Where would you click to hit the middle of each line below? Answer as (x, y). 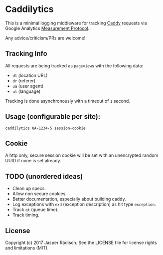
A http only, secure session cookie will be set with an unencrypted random (82, 155)
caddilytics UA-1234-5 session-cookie (45, 128)
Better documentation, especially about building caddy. (69, 199)
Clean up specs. (29, 189)
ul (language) (26, 91)
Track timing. (26, 215)
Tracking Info (26, 54)
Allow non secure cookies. (40, 194)
